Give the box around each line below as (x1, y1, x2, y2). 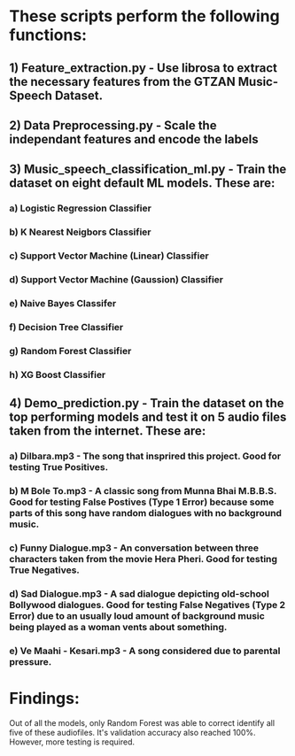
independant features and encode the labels (9, 131, 259, 147)
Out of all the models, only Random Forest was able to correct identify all (9, 717, 276, 728)
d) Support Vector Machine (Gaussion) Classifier (9, 274, 224, 286)
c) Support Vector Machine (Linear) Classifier (9, 250, 210, 262)
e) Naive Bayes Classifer (9, 297, 117, 309)
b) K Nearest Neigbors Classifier (9, 226, 151, 238)
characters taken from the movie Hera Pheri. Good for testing (9, 552, 277, 565)
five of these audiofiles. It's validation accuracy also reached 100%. (9, 727, 256, 737)
